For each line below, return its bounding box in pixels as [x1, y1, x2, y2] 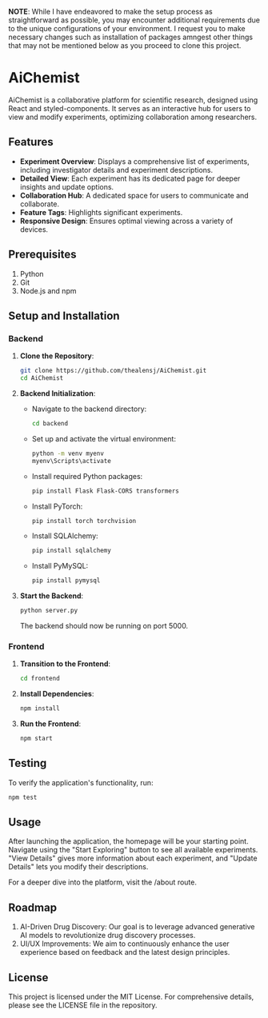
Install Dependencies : [19, 689, 94, 699]
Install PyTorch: [31, 501, 83, 511]
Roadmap [8, 900, 58, 914]
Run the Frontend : [19, 719, 82, 729]
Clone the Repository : [19, 351, 94, 361]
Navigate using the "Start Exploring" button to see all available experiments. [8, 845, 258, 855]
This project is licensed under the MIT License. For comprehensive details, [8, 992, 254, 1002]
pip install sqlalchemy [31, 547, 112, 555]
